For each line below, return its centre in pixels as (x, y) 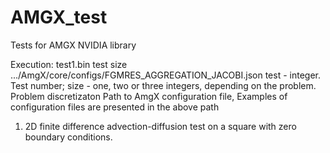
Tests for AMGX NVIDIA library (73, 45)
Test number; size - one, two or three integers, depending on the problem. (163, 85)
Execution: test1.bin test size (69, 64)
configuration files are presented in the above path (115, 107)
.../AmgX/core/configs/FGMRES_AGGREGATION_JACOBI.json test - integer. (165, 75)
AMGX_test (59, 17)
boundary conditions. (68, 137)
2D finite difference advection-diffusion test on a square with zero (160, 126)
